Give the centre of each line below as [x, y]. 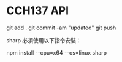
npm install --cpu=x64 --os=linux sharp [57, 52]
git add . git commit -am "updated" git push [61, 28]
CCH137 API [38, 11]
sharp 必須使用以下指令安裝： [44, 40]
